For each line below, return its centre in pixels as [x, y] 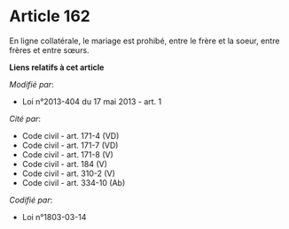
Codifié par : [31, 200]
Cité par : [25, 118]
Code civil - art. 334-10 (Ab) [74, 182]
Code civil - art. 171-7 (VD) [70, 145]
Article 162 [50, 16]
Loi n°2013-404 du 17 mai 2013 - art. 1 [92, 101]
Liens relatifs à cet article [57, 67]
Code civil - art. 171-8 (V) [67, 154]
